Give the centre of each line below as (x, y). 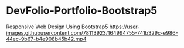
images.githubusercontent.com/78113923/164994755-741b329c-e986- (92, 32)
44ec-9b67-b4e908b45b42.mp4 (46, 39)
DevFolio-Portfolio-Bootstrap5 (82, 11)
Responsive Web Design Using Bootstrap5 (57, 27)
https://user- (125, 27)
